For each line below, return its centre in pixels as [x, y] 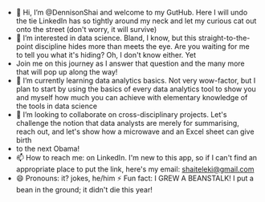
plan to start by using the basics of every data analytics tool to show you [136, 89]
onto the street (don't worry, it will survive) [86, 29]
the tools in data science [57, 106]
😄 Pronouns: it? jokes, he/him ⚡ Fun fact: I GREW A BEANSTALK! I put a [135, 178]
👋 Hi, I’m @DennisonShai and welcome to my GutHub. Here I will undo [132, 12]
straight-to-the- [224, 38]
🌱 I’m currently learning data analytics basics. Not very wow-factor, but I [136, 81]
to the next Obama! [48, 149]
